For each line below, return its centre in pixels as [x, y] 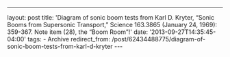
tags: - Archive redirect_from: [69, 39]
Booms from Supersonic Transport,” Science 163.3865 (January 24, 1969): [112, 25]
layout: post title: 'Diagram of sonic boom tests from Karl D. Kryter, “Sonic [111, 17]
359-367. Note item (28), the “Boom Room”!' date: [78, 32]
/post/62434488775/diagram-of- [159, 39]
